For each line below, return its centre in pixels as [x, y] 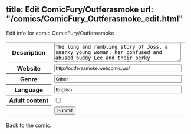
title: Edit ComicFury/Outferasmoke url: [80, 10]
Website [29, 69]
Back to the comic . [29, 125]
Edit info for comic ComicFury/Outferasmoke [60, 33]
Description [29, 53]
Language [29, 90]
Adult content [29, 101]
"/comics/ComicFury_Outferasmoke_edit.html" [95, 19]
